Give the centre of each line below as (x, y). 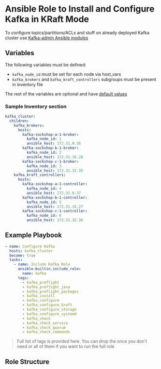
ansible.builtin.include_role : (49, 269)
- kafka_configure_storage (50, 310)
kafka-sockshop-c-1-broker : (51, 161)
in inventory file (28, 84)
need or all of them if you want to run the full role (66, 346)
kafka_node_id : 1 (44, 139)
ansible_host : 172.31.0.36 (54, 144)
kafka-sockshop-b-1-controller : (55, 197)
